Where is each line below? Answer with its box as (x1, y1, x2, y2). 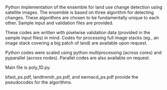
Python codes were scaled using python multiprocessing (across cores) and (5, 49, 162, 55)
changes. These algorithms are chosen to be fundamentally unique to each (5, 15, 160, 20)
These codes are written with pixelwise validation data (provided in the (5, 30, 151, 35)
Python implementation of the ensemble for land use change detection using (5, 4, 163, 10)
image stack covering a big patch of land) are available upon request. (5, 40, 148, 46)
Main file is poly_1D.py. (5, 64, 51, 70)
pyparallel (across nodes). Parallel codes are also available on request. (5, 55, 151, 61)
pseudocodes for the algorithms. (5, 79, 72, 85)
